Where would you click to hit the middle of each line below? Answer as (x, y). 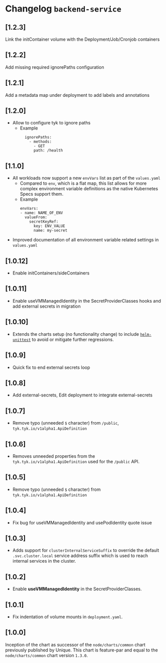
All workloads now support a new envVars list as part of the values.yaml (86, 178)
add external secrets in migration (47, 306)
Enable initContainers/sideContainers (51, 273)
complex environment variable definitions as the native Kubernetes (89, 189)
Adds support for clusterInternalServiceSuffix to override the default (86, 551)
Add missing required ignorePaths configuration (55, 67)
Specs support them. (42, 194)
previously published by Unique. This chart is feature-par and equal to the (81, 650)
